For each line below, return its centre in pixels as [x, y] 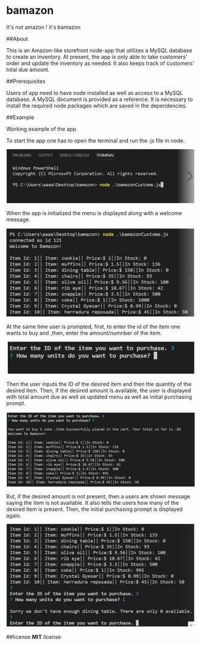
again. [14, 515]
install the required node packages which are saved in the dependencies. [97, 105]
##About [17, 38]
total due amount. [28, 69]
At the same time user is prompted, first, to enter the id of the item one [93, 327]
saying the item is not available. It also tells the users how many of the [93, 503]
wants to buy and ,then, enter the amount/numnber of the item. [84, 333]
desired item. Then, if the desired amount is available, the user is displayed [99, 391]
